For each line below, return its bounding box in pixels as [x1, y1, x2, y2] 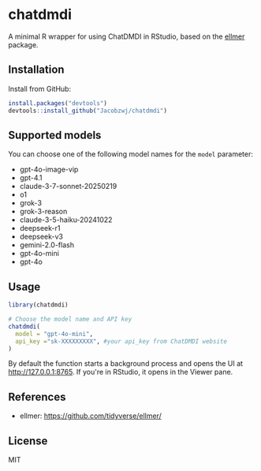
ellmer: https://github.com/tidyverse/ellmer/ [19, 411, 162, 420]
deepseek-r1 [19, 224, 61, 233]
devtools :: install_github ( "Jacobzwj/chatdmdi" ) [8, 107, 168, 115]
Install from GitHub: [8, 84, 72, 93]
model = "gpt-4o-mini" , [15, 330, 93, 337]
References [8, 390, 66, 404]
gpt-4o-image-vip [19, 164, 79, 175]
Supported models [8, 128, 102, 141]
